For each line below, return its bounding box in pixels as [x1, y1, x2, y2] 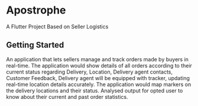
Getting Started [6, 40, 64, 50]
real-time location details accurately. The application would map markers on [6, 81, 191, 88]
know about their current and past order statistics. [6, 93, 128, 100]
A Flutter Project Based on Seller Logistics [6, 23, 109, 30]
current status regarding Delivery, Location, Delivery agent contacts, [6, 68, 173, 75]
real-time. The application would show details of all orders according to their [6, 62, 192, 69]
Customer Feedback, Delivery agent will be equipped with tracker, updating [6, 74, 190, 81]
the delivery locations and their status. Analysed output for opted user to [6, 87, 183, 94]
